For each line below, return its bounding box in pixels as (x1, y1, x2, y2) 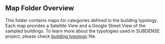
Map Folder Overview (5, 4, 74, 12)
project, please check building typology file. (5, 33, 97, 39)
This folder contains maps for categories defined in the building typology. (5, 17, 158, 23)
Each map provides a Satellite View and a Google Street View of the (5, 22, 146, 28)
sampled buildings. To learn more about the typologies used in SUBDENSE (5, 27, 160, 34)
